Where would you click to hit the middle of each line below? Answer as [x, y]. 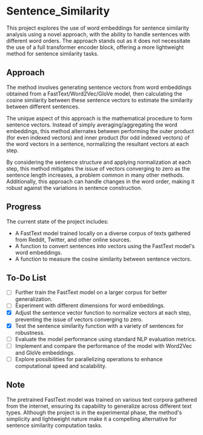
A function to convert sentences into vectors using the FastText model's [105, 246]
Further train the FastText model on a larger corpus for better [91, 292]
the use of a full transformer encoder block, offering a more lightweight [95, 47]
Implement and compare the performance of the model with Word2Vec [104, 345]
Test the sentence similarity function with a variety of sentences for [99, 325]
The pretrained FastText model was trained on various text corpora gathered [102, 399]
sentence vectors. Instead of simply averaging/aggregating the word [92, 125]
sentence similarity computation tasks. [55, 425]
